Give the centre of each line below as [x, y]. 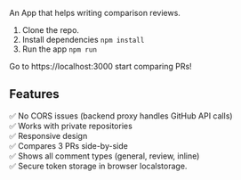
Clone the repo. [51, 30]
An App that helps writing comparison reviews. [95, 13]
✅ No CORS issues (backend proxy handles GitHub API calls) [121, 116]
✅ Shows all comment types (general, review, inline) [104, 156]
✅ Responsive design [48, 135]
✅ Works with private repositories [71, 126]
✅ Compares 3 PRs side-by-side [69, 145]
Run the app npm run [60, 49]
